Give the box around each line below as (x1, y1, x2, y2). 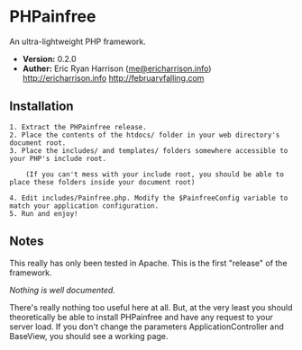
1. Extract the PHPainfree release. (9, 122, 147, 131)
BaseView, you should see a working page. (9, 330, 169, 341)
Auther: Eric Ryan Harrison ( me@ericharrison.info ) (22, 63, 212, 74)
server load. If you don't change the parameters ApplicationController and (9, 321, 284, 332)
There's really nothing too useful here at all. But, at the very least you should (9, 301, 293, 312)
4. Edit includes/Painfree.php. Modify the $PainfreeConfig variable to (9, 193, 288, 202)
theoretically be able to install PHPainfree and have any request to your (9, 311, 273, 322)
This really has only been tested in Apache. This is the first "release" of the (9, 257, 288, 268)
